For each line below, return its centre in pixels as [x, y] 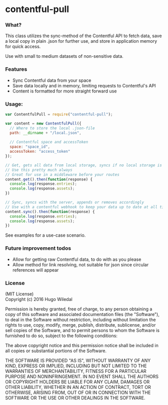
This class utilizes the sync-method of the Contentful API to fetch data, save [83, 36]
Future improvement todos [38, 248]
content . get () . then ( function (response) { [49, 179]
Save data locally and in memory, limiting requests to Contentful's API [84, 85]
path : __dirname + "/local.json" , [45, 133]
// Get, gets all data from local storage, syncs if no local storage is [84, 165]
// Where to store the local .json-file [52, 128]
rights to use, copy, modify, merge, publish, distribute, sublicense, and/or [80, 325]
